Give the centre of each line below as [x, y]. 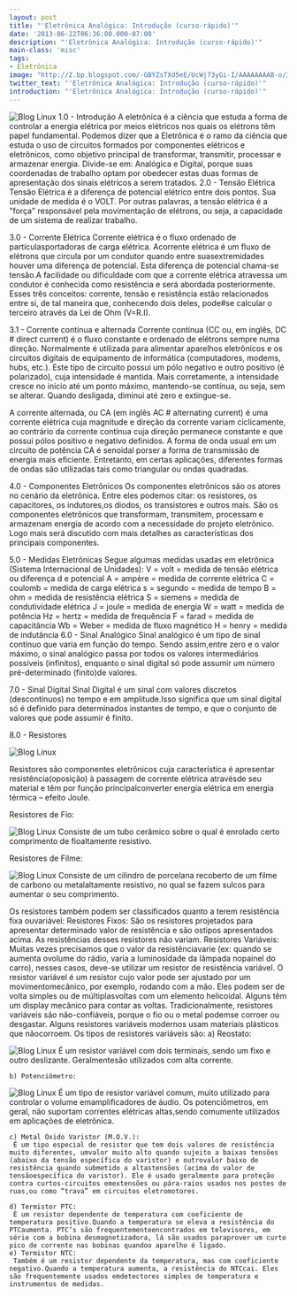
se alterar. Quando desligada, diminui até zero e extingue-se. [120, 395]
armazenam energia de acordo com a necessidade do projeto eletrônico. [142, 524]
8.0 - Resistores [38, 734]
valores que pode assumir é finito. [71, 717]
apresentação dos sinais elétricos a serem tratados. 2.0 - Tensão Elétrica [142, 182]
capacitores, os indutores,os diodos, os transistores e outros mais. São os [144, 504]
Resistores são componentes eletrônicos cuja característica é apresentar [142, 769]
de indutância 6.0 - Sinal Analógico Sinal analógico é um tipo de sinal [135, 634]
